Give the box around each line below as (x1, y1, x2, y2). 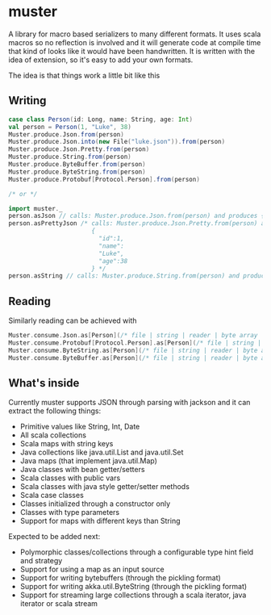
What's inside (8, 376, 80, 390)
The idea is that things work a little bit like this (8, 70, 161, 80)
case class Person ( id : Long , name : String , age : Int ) (8, 115, 194, 123)
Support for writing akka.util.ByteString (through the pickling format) (19, 582, 248, 592)
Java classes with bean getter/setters (19, 465, 145, 475)
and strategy (19, 556, 63, 566)
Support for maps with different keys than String (19, 516, 181, 526)
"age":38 (98, 257, 128, 265)
